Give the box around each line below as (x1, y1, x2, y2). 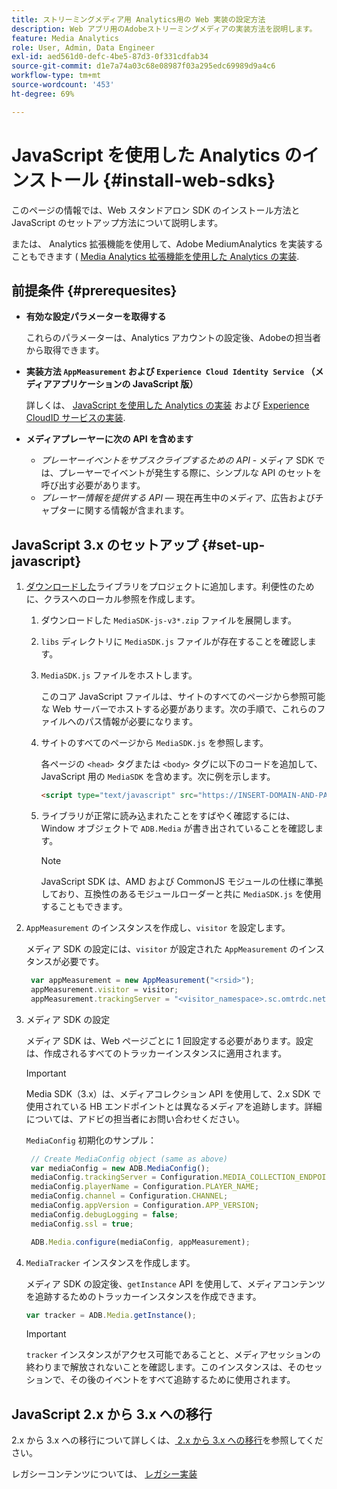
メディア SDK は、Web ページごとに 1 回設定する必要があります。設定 (25, 1034, 314, 1046)
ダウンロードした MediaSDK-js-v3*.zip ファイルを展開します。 (40, 614, 298, 626)
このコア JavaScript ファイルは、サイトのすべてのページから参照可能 (40, 691, 326, 703)
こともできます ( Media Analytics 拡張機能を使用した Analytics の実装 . (11, 250, 300, 262)
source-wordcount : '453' (11, 80, 115, 90)
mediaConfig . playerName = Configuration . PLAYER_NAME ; (30, 1182, 260, 1192)
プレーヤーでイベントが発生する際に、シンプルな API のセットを (58, 467, 323, 479)
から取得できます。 (25, 344, 105, 356)
